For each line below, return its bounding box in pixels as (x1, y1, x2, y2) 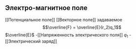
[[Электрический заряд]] (5, 38, 58, 44)
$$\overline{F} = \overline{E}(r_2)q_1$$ (42, 24, 122, 30)
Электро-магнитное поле (5, 4, 88, 12)
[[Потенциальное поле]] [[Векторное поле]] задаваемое (5, 16, 123, 22)
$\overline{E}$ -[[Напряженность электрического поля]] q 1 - (5, 32, 132, 39)
